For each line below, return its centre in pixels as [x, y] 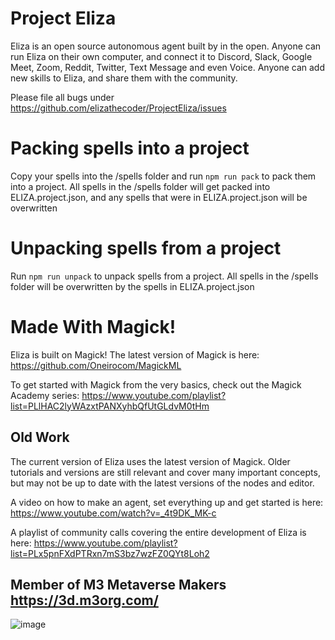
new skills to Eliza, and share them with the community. [124, 78]
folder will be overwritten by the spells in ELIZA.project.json [132, 286]
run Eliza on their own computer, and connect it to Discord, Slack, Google [161, 56]
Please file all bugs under [62, 97]
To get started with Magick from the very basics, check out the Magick [156, 384]
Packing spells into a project [130, 148]
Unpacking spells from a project [146, 248]
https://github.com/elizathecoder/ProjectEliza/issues [118, 108]
